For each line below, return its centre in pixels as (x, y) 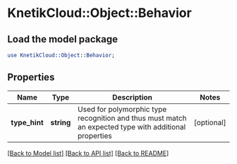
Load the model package (63, 39)
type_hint (27, 122)
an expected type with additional (132, 127)
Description (133, 97)
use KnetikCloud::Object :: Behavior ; (61, 55)
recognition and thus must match (132, 118)
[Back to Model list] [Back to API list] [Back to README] (88, 153)
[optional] (210, 122)
